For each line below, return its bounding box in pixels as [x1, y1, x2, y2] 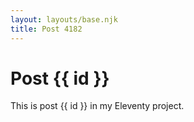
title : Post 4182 [10, 24, 83, 34]
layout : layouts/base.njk [10, 14, 118, 25]
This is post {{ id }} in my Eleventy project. [10, 100, 185, 112]
